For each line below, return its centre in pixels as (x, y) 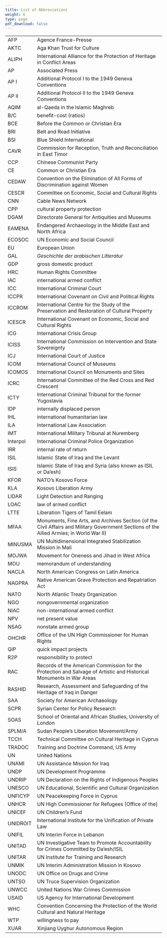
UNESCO (18, 788)
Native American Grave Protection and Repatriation (97, 580)
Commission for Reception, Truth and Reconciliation (97, 148)
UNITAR (17, 857)
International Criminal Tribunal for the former (89, 395)
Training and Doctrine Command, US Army (87, 747)
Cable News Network (62, 201)
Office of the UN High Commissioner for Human (93, 635)
